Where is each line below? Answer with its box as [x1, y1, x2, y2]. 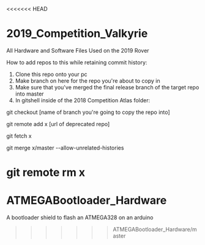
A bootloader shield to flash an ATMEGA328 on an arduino [6, 214, 154, 221]
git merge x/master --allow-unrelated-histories [6, 144, 124, 151]
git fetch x [6, 132, 32, 140]
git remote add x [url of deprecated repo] [6, 120, 110, 127]
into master [15, 90, 44, 97]
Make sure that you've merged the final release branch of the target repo [15, 83, 199, 91]
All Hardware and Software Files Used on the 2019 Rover [6, 47, 149, 54]
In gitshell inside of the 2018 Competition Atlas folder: [15, 96, 151, 104]
